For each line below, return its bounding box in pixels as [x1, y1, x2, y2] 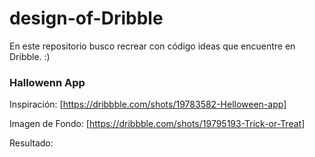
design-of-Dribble [9, 7, 164, 30]
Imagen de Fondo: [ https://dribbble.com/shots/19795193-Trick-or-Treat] [9, 118, 306, 130]
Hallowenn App [9, 75, 86, 89]
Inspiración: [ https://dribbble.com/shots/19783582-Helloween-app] [9, 98, 287, 111]
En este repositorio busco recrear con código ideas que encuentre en [9, 40, 296, 52]
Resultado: [9, 137, 54, 149]
